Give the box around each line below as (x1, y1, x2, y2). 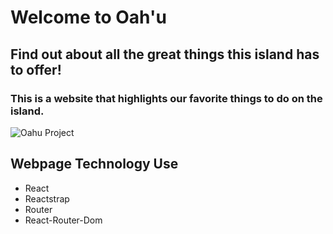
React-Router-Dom (24, 214, 103, 226)
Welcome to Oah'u (10, 6, 167, 29)
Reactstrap (24, 192, 70, 205)
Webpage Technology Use (10, 156, 179, 173)
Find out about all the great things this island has (10, 46, 320, 63)
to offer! (10, 61, 62, 78)
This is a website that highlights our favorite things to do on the (10, 91, 323, 105)
